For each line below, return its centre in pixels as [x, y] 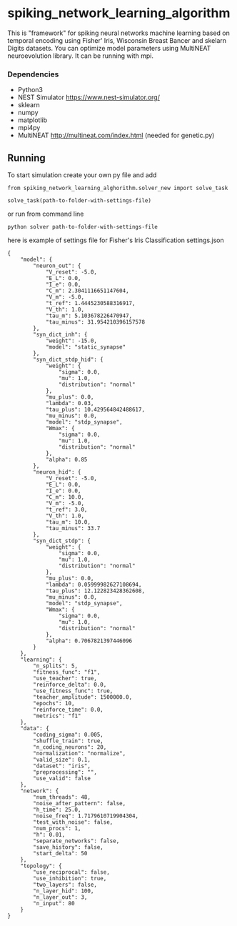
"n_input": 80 [54, 904]
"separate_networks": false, [76, 841]
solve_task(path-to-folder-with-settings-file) [80, 201]
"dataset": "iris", [62, 766]
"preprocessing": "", [65, 772]
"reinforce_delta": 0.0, [70, 685]
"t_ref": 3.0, [66, 510]
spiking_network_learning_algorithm [119, 13]
